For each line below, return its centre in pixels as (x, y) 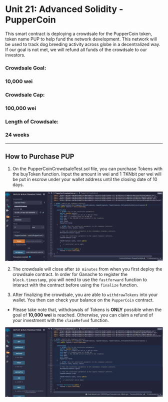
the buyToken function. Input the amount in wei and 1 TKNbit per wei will (87, 174)
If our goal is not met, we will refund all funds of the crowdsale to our (76, 49)
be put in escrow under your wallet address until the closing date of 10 (85, 179)
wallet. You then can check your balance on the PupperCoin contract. (83, 300)
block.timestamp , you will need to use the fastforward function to (80, 280)
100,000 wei (21, 108)
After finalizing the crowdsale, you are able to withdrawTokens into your (85, 295)
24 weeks (17, 135)
